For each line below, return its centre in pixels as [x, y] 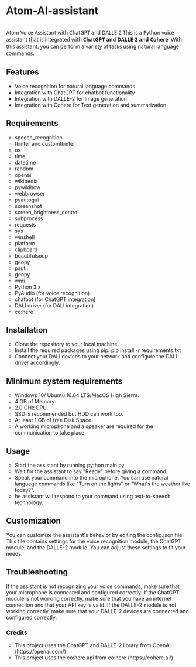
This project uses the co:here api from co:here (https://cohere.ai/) [94, 658]
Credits [17, 632]
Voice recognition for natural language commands [75, 86]
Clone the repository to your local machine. [66, 344]
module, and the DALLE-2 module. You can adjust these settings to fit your [96, 547]
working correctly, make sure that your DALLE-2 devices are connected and [97, 611]
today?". [25, 490]
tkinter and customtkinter [45, 143]
